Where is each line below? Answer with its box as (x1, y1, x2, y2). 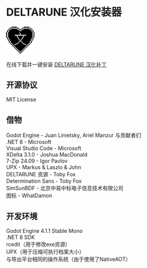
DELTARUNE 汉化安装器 (6, 5, 122, 19)
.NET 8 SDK (6, 233, 36, 241)
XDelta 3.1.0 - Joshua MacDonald (6, 151, 88, 158)
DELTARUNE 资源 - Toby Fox (6, 171, 76, 178)
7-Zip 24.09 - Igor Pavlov (6, 157, 68, 164)
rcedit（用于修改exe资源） (6, 241, 71, 248)
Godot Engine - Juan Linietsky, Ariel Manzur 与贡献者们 (6, 132, 141, 139)
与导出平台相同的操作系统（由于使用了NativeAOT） (6, 255, 132, 263)
